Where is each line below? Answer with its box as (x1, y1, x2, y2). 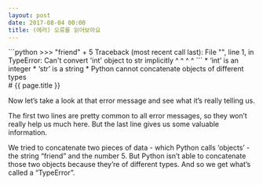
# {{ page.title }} (8, 81, 61, 90)
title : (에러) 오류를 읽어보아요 (8, 26, 101, 34)
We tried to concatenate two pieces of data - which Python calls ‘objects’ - (8, 143, 250, 153)
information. (8, 128, 48, 137)
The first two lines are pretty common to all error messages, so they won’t (8, 111, 247, 121)
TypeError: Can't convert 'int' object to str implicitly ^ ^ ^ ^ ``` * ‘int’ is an (8, 56, 239, 65)
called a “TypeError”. (8, 168, 75, 177)
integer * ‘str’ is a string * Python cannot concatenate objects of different (8, 64, 244, 74)
